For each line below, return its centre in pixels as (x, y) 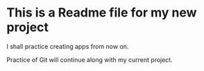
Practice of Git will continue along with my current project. (90, 59)
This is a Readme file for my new (102, 13)
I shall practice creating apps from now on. (68, 46)
